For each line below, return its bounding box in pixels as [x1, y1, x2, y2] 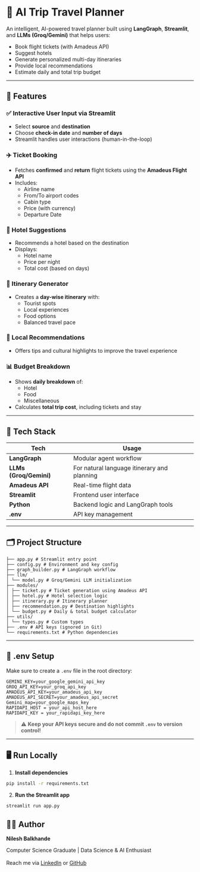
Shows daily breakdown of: [14, 378, 83, 386]
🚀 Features [6, 91, 47, 101]
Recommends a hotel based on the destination [14, 239, 129, 246]
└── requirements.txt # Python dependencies [6, 629, 118, 635]
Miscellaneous [23, 397, 60, 405]
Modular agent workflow [73, 454, 142, 462]
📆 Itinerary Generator [6, 280, 68, 288]
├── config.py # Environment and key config [6, 561, 118, 568]
